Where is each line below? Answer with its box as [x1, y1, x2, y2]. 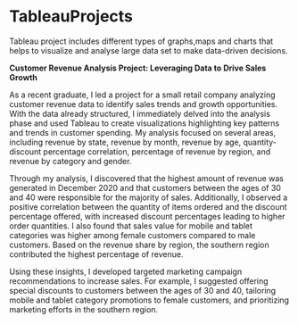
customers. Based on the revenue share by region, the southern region [9, 239, 269, 250]
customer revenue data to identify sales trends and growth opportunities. [9, 98, 278, 109]
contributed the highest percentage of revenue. [9, 248, 184, 260]
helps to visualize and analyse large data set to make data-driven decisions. [9, 45, 288, 55]
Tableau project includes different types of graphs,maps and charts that [9, 36, 274, 46]
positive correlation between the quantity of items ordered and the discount [9, 201, 287, 212]
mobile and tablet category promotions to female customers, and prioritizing [9, 295, 290, 305]
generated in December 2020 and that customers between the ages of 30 [9, 182, 281, 193]
